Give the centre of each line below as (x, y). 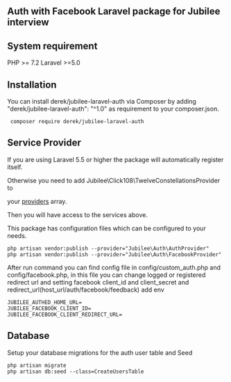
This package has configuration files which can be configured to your (106, 228)
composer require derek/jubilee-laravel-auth (77, 122)
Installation (32, 85)
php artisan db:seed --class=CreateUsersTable (76, 372)
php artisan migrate (37, 365)
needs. (17, 235)
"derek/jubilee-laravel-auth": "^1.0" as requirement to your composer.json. (113, 109)
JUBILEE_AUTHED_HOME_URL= (44, 302)
